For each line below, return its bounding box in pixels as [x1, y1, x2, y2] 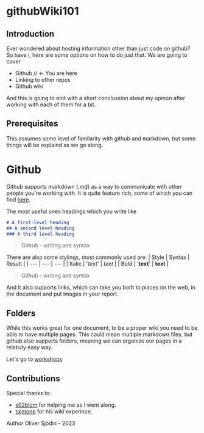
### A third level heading [6, 231, 75, 237]
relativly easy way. [6, 344, 53, 351]
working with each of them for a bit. [6, 101, 96, 108]
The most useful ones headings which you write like [6, 208, 137, 215]
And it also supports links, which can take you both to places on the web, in [6, 284, 196, 291]
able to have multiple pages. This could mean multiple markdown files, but [6, 331, 193, 338]
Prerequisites [6, 118, 58, 129]
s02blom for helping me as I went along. [15, 401, 117, 409]
